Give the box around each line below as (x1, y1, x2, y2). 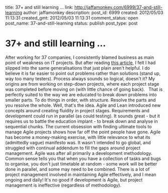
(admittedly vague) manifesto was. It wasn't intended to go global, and (5, 139, 151, 145)
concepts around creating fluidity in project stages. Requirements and (5, 107, 149, 113)
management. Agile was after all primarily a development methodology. (5, 150, 152, 156)
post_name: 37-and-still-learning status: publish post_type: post (5, 20, 138, 26)
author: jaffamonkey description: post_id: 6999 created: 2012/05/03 (23, 10, 163, 16)
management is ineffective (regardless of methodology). (5, 182, 122, 188)
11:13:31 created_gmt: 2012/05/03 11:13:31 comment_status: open (5, 15, 139, 21)
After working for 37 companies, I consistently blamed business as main (5, 54, 154, 60)
